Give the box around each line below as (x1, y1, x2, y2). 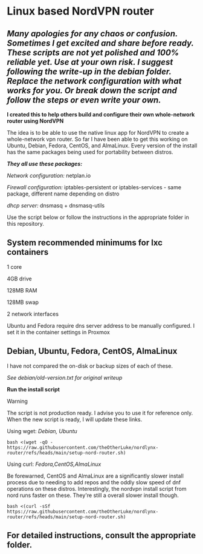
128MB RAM (7, 286, 37, 294)
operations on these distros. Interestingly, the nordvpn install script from (7, 485, 187, 492)
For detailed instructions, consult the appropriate (7, 530, 196, 541)
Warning (7, 397, 28, 405)
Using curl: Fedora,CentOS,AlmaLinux (7, 460, 101, 468)
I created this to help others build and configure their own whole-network (7, 111, 195, 118)
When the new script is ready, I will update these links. (7, 416, 143, 423)
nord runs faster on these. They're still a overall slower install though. (7, 492, 179, 499)
